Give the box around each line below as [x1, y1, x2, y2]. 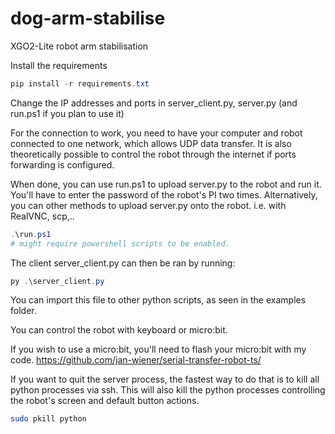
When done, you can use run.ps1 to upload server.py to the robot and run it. [10, 178, 322, 190]
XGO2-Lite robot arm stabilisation [10, 40, 149, 52]
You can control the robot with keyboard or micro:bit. [10, 324, 228, 336]
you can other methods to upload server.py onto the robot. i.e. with [10, 199, 287, 211]
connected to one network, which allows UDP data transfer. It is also [10, 137, 292, 149]
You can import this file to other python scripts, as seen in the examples [10, 294, 307, 306]
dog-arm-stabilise [10, 7, 166, 30]
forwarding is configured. [10, 158, 115, 171]
